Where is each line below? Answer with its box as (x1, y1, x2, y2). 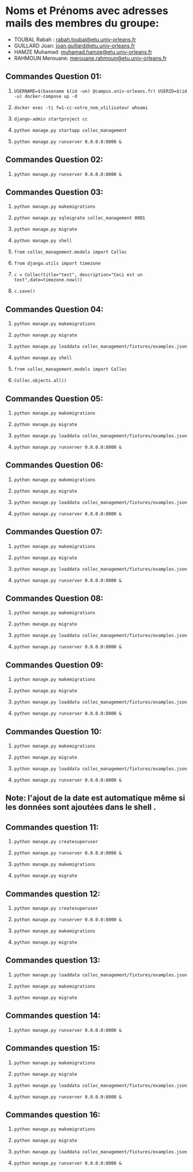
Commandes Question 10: (5, 727, 102, 737)
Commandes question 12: (5, 889, 101, 899)
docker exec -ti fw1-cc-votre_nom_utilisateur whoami (13, 104, 148, 111)
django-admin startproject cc (13, 116, 88, 122)
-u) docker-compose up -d (13, 93, 77, 99)
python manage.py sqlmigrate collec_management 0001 (13, 215, 146, 221)
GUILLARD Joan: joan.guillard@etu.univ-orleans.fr (13, 42, 136, 49)
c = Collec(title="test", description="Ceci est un (13, 272, 143, 278)
